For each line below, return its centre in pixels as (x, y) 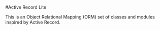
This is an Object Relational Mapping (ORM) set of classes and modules (80, 17)
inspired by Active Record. (33, 22)
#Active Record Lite (26, 7)
